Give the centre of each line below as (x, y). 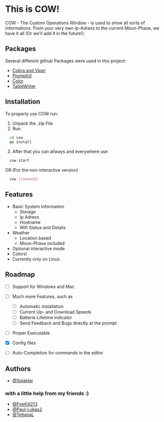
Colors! (19, 254)
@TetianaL (23, 415)
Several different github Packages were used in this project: (66, 61)
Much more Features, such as (42, 296)
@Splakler (23, 381)
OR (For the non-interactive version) (42, 170)
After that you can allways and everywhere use (60, 151)
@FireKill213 (25, 404)
